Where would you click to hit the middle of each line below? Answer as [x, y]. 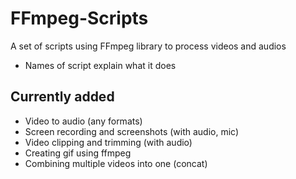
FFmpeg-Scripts [79, 18]
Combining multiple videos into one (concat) [116, 163]
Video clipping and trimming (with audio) [108, 142]
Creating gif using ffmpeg [78, 153]
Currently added [62, 97]
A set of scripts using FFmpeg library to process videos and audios [148, 46]
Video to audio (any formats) [83, 121]
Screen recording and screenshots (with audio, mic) [132, 131]
